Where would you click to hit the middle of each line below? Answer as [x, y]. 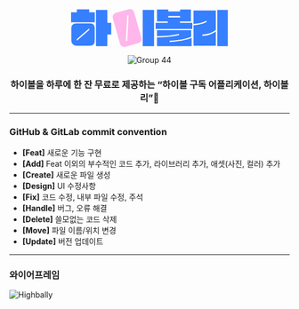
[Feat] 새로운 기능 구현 [62, 152]
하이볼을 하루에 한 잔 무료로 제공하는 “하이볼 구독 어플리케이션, [136, 84]
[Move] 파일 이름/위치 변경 [69, 230]
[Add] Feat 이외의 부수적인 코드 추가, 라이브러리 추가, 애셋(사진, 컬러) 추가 [151, 163]
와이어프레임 [35, 274]
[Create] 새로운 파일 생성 [66, 174]
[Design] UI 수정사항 [59, 186]
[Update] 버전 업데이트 [63, 241]
